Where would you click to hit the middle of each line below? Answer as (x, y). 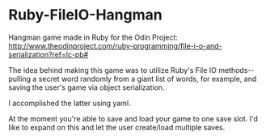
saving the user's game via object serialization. (87, 87)
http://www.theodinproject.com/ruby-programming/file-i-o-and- (115, 45)
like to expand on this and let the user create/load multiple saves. (117, 127)
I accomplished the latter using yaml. (70, 103)
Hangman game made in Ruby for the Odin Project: (93, 37)
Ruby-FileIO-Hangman (86, 15)
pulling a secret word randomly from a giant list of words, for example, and (133, 78)
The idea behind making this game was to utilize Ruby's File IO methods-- (131, 70)
